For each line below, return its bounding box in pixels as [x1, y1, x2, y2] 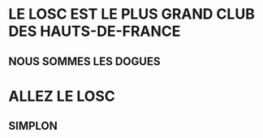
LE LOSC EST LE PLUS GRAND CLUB [8, 5, 256, 24]
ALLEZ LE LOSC [8, 87, 115, 106]
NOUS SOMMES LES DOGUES [8, 54, 161, 68]
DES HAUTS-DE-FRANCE [8, 22, 181, 41]
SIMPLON [8, 119, 58, 133]
